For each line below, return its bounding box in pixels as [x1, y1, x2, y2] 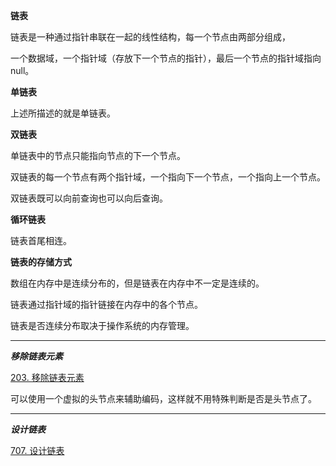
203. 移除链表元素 [10, 372, 85, 383]
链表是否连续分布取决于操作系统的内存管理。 [10, 320, 195, 331]
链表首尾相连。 [10, 235, 72, 246]
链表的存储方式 [10, 256, 72, 268]
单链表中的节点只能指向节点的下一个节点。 [10, 150, 186, 161]
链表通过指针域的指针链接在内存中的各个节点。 [10, 299, 203, 310]
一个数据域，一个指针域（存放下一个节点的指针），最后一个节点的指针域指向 [10, 52, 322, 64]
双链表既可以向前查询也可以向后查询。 [10, 192, 168, 204]
